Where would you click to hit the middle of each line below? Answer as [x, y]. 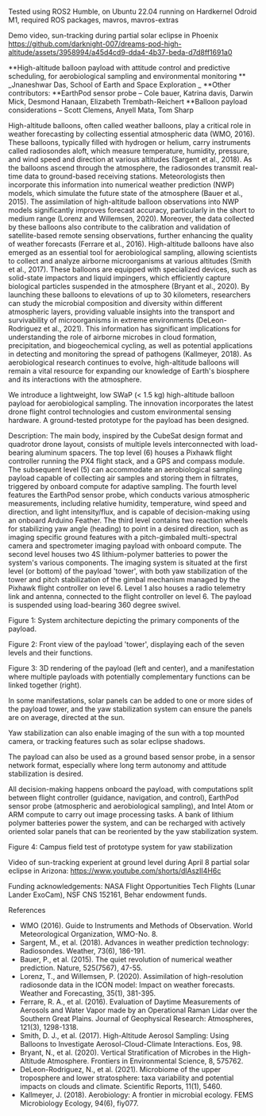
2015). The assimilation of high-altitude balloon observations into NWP [124, 202]
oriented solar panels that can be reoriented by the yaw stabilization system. [133, 831]
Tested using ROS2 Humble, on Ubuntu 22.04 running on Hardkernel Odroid [133, 12]
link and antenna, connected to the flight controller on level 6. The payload [130, 596]
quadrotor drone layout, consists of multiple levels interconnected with [124, 444]
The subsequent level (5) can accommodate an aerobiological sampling [125, 470]
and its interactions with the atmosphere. [75, 379]
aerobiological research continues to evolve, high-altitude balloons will [124, 362]
